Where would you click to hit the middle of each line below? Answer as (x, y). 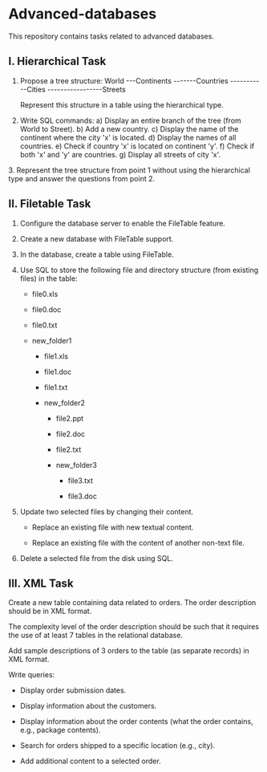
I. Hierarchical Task (57, 61)
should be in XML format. (50, 612)
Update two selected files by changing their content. (107, 511)
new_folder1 (52, 340)
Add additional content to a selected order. (91, 761)
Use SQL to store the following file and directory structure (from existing (139, 270)
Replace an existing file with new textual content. (113, 527)
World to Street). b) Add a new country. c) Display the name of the (129, 128)
